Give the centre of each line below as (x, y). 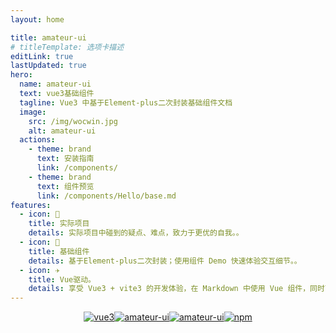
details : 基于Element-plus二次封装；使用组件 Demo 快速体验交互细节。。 (165, 261)
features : (31, 205)
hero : (21, 75)
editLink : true (42, 56)
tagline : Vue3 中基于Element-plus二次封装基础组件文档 (126, 102)
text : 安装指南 (65, 159)
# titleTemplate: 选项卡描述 (67, 47)
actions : (37, 140)
